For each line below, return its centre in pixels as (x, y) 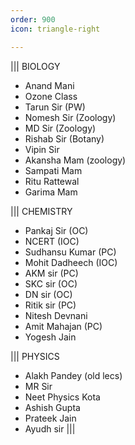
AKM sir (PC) (51, 273)
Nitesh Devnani (56, 315)
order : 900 (33, 19)
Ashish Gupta (52, 407)
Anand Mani (49, 85)
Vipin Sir (42, 149)
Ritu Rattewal (52, 181)
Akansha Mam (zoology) (75, 160)
